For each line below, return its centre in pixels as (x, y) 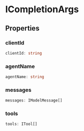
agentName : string (25, 77)
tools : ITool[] (21, 124)
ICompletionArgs (42, 9)
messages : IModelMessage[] (34, 100)
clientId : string (24, 53)
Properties (22, 28)
